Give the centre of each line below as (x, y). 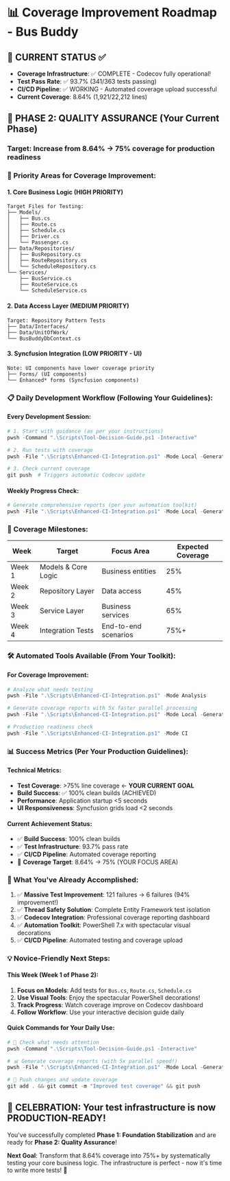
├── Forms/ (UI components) (47, 374)
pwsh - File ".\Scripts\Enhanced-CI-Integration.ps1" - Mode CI (98, 733)
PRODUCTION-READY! (56, 1118)
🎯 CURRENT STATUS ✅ (56, 57)
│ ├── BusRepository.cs (44, 255)
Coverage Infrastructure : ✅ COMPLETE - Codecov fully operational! (114, 73)
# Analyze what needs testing (50, 689)
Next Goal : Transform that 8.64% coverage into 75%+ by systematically (109, 1155)
